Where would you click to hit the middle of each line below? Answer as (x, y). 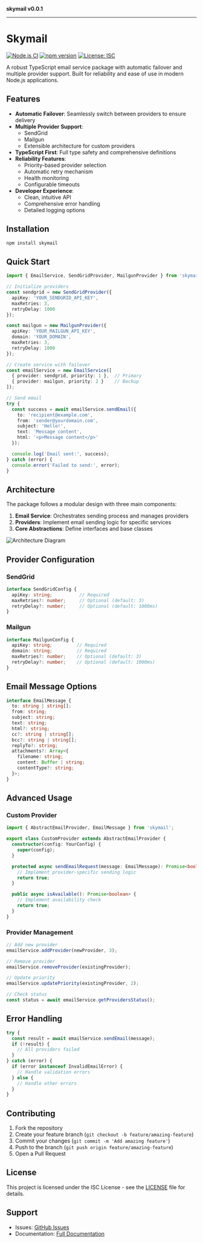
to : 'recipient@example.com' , (55, 415)
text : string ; (29, 723)
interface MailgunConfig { (40, 640)
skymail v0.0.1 (25, 9)
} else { (23, 1078)
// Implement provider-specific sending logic (77, 872)
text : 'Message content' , (50, 432)
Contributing (31, 1113)
